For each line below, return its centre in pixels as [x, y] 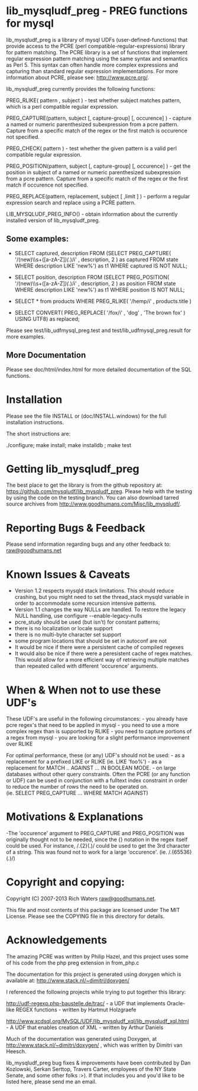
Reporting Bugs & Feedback [76, 528]
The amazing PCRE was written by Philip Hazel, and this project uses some [98, 957]
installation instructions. [35, 422]
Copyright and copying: [66, 882]
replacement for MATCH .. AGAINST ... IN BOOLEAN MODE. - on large [91, 768]
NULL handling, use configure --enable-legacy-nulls [79, 616]
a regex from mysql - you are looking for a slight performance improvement [98, 738]
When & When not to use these [84, 690]
